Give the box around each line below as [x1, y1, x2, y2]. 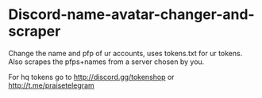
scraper [8, 22, 61, 40]
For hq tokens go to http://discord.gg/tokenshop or [8, 72, 175, 81]
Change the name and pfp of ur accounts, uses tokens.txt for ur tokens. [8, 48, 243, 58]
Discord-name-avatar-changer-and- [8, 6, 256, 24]
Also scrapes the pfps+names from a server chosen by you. [8, 57, 205, 66]
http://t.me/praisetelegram [8, 81, 95, 90]
